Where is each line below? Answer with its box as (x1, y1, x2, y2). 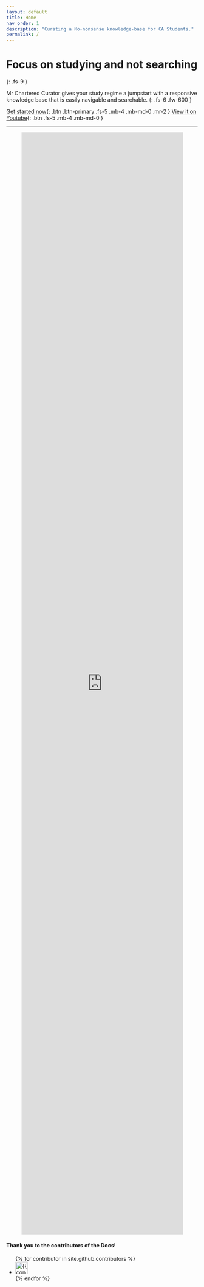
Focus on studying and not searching (6, 58, 198, 72)
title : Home (6, 15, 36, 21)
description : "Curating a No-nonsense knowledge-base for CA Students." (6, 26, 194, 32)
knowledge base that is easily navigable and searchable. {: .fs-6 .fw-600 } (6, 96, 192, 103)
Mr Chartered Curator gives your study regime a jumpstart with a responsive (6, 89, 197, 97)
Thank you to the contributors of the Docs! (6, 1241, 117, 1249)
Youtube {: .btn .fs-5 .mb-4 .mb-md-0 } (6, 114, 103, 122)
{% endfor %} (15, 1275, 50, 1282)
